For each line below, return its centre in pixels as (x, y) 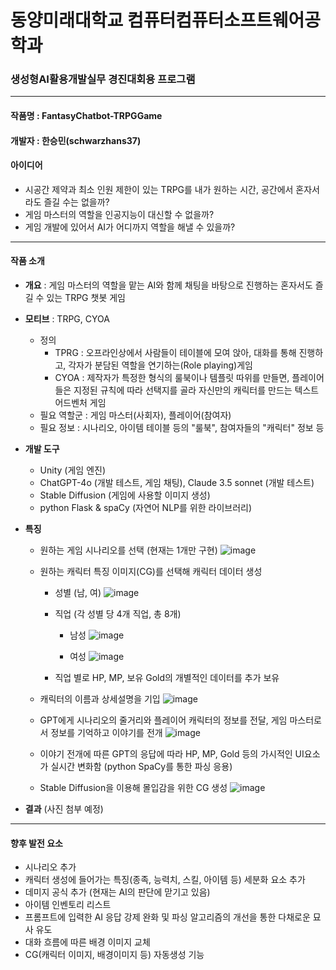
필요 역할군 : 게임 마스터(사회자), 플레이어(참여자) (135, 415)
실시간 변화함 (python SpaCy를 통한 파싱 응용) (141, 767)
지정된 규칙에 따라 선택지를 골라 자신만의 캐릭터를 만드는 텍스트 (196, 390)
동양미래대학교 (67, 20)
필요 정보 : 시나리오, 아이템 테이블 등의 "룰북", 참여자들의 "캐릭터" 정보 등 (182, 428)
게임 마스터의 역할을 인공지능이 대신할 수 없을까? (119, 214)
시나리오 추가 (50, 867)
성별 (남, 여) (78, 593)
